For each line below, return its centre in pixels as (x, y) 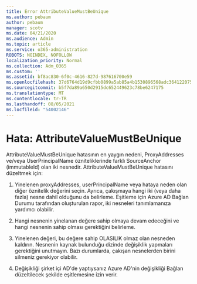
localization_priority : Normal (44, 60)
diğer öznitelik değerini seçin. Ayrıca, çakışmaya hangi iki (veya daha (98, 191)
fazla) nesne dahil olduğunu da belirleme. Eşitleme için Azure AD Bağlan (101, 197)
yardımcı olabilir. (34, 210)
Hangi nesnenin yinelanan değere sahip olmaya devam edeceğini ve (97, 221)
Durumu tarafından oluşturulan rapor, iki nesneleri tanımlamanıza (93, 203)
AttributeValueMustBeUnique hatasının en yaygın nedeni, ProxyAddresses (95, 155)
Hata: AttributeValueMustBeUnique (94, 138)
